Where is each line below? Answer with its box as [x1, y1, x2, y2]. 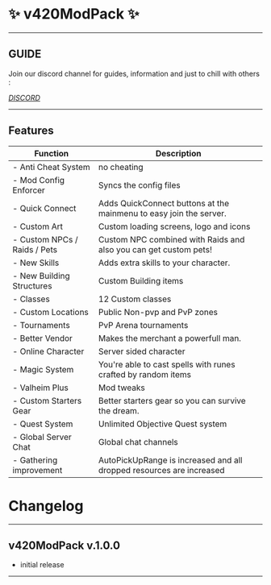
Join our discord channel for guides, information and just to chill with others [8, 68, 261, 78]
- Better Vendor [12, 332, 73, 343]
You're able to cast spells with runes [98, 359, 236, 370]
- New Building [12, 270, 70, 281]
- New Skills [12, 257, 60, 268]
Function [34, 147, 69, 159]
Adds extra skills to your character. [98, 257, 231, 268]
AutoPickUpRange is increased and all [98, 454, 243, 466]
